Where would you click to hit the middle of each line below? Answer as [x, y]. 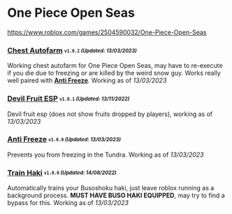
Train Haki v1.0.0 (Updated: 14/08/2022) [62, 173]
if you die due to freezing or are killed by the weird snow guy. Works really [114, 73]
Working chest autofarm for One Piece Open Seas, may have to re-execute [115, 66]
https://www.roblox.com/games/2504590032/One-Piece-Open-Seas [107, 32]
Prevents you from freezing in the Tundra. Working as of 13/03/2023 [106, 155]
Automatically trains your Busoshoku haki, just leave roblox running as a [111, 188]
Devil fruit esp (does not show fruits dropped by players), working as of [110, 114]
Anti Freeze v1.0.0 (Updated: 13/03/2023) [64, 139]
